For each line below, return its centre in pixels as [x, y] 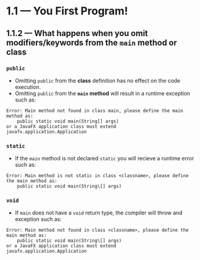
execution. [28, 87]
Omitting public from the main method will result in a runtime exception [102, 93]
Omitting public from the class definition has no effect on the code [98, 80]
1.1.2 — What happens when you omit [77, 33]
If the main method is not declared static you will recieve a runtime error [104, 159]
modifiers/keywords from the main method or [92, 42]
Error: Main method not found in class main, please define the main [95, 110]
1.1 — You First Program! [67, 11]
